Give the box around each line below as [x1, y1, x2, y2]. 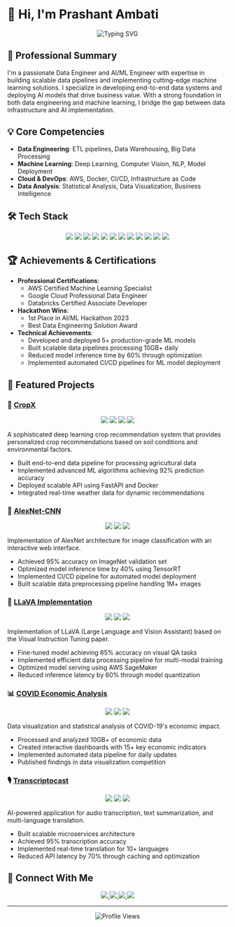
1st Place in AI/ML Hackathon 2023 [27, 314, 129, 322]
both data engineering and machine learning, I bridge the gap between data [7, 98, 226, 107]
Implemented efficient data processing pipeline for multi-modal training [17, 656, 223, 664]
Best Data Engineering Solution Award [27, 322, 138, 330]
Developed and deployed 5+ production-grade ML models [27, 336, 196, 345]
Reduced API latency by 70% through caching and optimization [17, 852, 200, 860]
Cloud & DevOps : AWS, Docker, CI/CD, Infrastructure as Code [17, 174, 197, 183]
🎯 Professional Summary [7, 50, 117, 62]
